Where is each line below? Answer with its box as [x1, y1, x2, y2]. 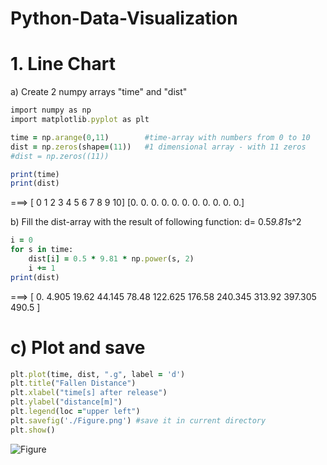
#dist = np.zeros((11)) [10, 151, 110, 161]
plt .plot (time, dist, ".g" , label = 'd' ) [10, 369, 186, 379]
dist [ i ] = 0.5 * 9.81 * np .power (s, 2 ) [28, 254, 195, 264]
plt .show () [10, 425, 56, 435]
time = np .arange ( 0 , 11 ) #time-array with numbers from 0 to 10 [10, 132, 311, 142]
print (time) [10, 169, 60, 179]
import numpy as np [10, 105, 92, 116]
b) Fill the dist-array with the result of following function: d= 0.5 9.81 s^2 [10, 216, 302, 228]
